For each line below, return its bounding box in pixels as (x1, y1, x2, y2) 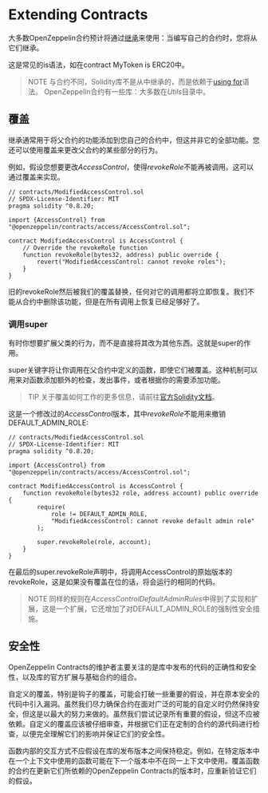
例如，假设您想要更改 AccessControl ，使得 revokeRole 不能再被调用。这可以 (8, 162, 254, 172)
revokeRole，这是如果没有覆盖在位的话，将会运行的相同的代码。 (8, 577, 220, 587)
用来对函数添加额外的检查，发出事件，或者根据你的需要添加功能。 (8, 375, 225, 385)
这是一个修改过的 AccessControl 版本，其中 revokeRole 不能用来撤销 (8, 409, 226, 419)
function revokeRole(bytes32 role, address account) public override (22, 489, 259, 498)
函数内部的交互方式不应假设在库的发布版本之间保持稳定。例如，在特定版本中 (8, 746, 260, 756)
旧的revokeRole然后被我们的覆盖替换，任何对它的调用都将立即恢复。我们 (8, 286, 248, 296)
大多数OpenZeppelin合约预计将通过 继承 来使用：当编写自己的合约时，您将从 (8, 33, 258, 42)
